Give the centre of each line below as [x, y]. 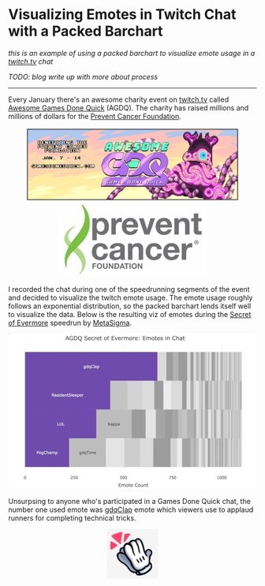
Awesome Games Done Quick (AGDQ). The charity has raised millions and [129, 107]
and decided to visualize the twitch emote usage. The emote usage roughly [131, 297]
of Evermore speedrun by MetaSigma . [70, 323]
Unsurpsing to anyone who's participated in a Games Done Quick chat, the [129, 501]
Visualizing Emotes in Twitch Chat [122, 15]
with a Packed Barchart [86, 31]
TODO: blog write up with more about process [83, 77]
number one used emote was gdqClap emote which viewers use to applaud [131, 509]
